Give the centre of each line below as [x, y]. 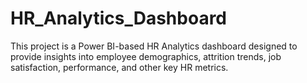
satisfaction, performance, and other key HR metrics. [119, 67]
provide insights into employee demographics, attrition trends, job [146, 56]
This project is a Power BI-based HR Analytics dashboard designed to [154, 46]
